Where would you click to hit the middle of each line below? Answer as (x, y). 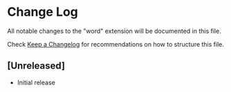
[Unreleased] (36, 66)
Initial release (36, 82)
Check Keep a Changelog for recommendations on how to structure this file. (116, 44)
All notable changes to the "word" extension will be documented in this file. (114, 31)
